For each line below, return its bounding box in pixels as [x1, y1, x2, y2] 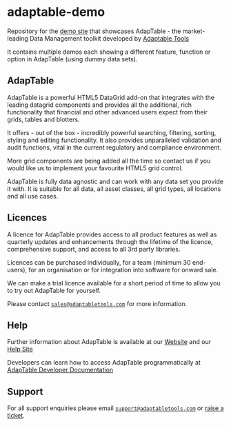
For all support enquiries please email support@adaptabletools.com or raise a [7, 404, 224, 412]
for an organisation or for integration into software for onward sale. [28, 265, 219, 274]
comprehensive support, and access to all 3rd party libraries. [7, 245, 181, 253]
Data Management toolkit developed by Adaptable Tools [30, 34, 190, 42]
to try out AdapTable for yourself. [7, 286, 101, 294]
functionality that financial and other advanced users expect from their [7, 108, 208, 116]
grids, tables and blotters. [7, 115, 81, 123]
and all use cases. [7, 192, 59, 200]
